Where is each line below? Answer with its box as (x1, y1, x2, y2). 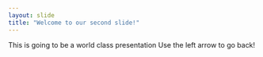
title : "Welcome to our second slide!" (8, 19, 140, 27)
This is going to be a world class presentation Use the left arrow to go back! (8, 40, 256, 49)
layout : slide (8, 11, 55, 20)
